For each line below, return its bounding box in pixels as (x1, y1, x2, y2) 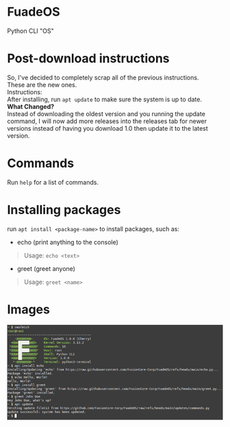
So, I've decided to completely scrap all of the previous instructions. (7, 73, 199, 81)
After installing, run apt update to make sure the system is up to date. (7, 95, 202, 103)
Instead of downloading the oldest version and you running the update (7, 109, 205, 118)
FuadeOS (7, 4, 60, 20)
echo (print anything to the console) (16, 237, 118, 246)
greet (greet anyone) (16, 264, 75, 272)
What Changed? (7, 102, 55, 110)
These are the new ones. (7, 80, 77, 89)
